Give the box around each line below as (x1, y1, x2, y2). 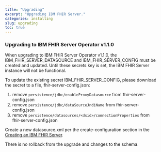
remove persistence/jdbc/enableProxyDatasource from (12, 92, 122, 98)
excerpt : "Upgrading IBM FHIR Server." (5, 12, 86, 17)
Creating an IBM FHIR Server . (5, 132, 64, 138)
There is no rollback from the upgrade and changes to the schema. (5, 141, 139, 147)
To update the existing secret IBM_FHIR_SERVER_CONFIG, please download (5, 77, 157, 83)
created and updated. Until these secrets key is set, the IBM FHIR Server (5, 63, 149, 68)
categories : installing (5, 16, 53, 21)
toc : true (5, 25, 25, 30)
